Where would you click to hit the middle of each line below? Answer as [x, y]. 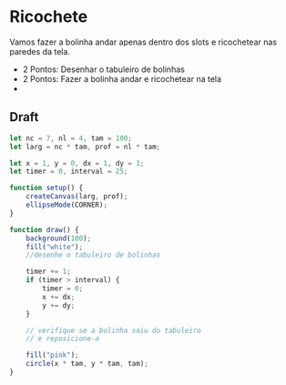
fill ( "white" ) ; [55, 247]
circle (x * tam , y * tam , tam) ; [87, 364]
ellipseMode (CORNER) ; [66, 205]
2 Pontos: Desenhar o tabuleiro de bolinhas [103, 69]
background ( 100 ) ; [59, 238]
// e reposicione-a [63, 339]
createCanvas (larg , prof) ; [77, 197]
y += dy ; [59, 305]
